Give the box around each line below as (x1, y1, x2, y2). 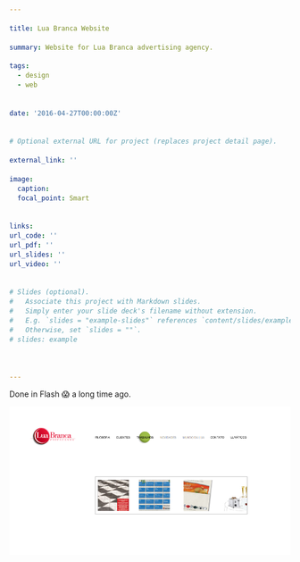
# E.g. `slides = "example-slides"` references (9, 315, 198, 325)
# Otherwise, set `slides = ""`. (9, 325, 142, 334)
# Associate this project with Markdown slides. (9, 298, 202, 306)
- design (17, 71, 50, 80)
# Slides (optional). (9, 288, 90, 297)
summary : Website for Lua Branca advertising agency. (9, 43, 214, 52)
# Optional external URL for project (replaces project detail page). (9, 137, 278, 147)
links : (9, 222, 34, 231)
